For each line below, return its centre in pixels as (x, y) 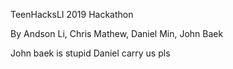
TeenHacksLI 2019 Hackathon (72, 14)
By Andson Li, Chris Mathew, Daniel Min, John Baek (117, 33)
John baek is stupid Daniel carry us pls (90, 53)
